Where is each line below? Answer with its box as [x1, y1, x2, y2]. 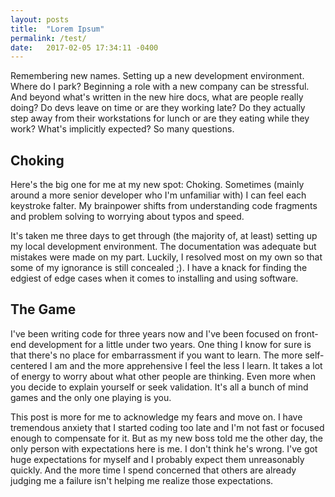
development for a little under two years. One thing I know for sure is [28, 338, 312, 350]
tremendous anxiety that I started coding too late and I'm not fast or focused [10, 421, 325, 433]
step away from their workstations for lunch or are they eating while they [10, 112, 310, 125]
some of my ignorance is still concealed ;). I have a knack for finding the [10, 262, 308, 274]
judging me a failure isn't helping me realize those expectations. [10, 474, 274, 486]
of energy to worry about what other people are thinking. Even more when [10, 370, 317, 382]
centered [10, 359, 48, 371]
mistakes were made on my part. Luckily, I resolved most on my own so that [10, 251, 323, 263]
